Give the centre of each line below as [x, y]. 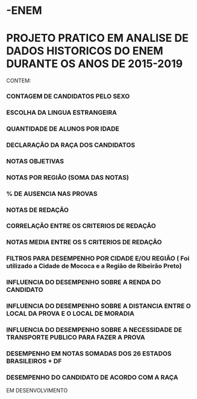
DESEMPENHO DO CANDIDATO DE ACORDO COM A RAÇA [92, 377]
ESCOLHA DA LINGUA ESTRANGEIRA [62, 112]
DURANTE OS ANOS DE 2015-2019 [95, 64]
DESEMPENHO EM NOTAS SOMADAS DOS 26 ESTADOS [89, 353]
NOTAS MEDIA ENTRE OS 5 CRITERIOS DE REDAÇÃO [84, 242]
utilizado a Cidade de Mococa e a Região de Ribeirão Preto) [94, 266]
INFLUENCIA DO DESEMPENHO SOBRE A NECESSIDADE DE [94, 330]
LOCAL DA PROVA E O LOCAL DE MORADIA [70, 314]
